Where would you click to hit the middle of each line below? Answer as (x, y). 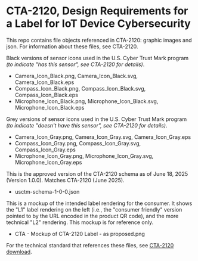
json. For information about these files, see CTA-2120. (72, 46)
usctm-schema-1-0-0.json (47, 191)
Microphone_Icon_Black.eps (49, 107)
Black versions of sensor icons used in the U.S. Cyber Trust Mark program (98, 58)
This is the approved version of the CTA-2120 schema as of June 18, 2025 (97, 173)
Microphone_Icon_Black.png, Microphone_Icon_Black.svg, (86, 101)
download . (19, 251)
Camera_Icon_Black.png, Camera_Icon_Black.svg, (76, 76)
